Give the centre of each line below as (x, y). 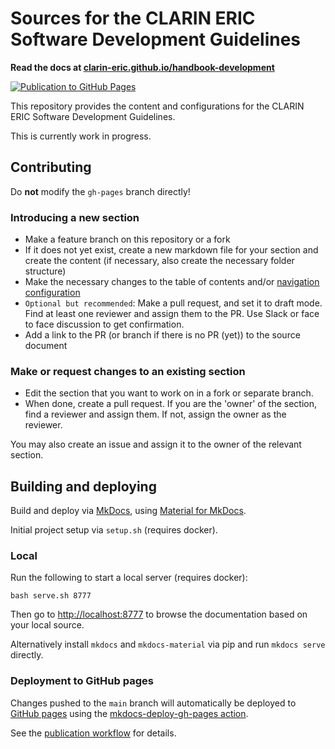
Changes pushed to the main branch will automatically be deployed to (153, 703)
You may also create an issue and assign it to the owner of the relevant (156, 444)
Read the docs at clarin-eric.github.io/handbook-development (142, 67)
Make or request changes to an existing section (128, 371)
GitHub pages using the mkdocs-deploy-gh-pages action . (129, 713)
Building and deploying (83, 486)
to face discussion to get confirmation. (104, 324)
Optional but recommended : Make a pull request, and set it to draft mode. (173, 303)
